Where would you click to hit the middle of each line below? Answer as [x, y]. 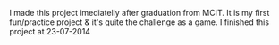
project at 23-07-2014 [50, 31]
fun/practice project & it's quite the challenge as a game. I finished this [139, 22]
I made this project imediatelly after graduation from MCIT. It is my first [139, 13]
